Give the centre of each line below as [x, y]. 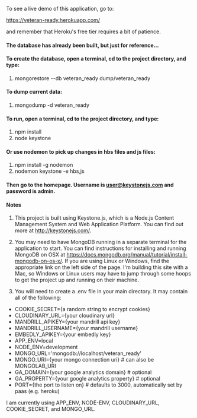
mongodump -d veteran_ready [52, 105]
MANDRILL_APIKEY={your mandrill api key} [67, 322]
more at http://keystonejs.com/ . [53, 230]
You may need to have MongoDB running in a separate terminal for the [101, 242]
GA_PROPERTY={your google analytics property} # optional [88, 379]
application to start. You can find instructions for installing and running [100, 248]
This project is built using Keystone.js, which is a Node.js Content [94, 218]
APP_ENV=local [34, 341]
